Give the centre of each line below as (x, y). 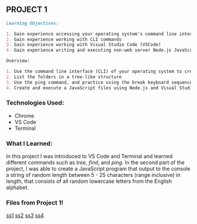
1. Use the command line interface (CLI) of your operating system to (94, 72)
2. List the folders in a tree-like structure (64, 77)
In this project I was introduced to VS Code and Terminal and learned (89, 156)
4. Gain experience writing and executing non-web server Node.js (89, 50)
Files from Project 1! (35, 203)
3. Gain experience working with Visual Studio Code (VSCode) (84, 45)
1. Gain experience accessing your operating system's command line (91, 34)
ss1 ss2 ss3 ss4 (25, 215)
